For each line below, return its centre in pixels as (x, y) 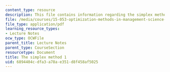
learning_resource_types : (32, 29)
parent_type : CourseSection (35, 48)
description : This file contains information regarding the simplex (79, 15)
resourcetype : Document (30, 52)
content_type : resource (30, 10)
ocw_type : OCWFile (25, 39)
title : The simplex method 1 (36, 57)
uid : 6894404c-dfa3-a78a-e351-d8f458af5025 (52, 62)
